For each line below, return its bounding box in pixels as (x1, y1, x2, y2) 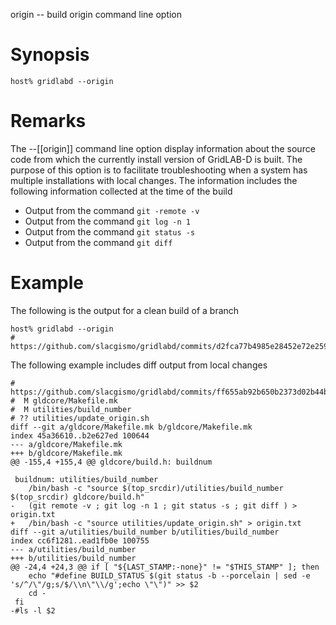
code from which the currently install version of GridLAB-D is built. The (10, 153, 303, 165)
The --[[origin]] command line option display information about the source (10, 142, 316, 154)
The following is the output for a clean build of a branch (10, 304, 240, 316)
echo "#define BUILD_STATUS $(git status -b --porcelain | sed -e (28, 570, 311, 581)
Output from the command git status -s (24, 225, 196, 238)
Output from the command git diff (24, 236, 173, 248)
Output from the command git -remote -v (24, 204, 200, 216)
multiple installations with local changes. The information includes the (10, 174, 298, 186)
